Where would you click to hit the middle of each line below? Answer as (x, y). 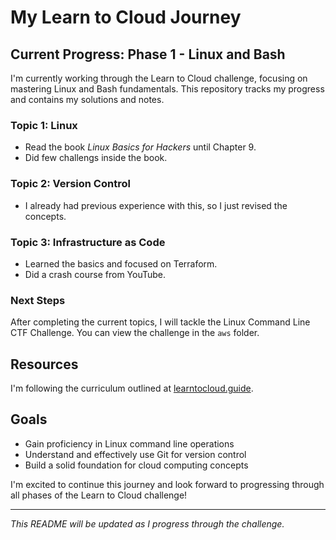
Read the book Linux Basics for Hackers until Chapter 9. (140, 147)
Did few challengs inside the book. (96, 158)
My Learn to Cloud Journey (126, 17)
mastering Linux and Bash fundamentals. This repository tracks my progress (167, 89)
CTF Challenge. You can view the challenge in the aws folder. (135, 333)
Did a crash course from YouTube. (95, 274)
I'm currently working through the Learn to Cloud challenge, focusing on (159, 78)
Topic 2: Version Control (70, 184)
